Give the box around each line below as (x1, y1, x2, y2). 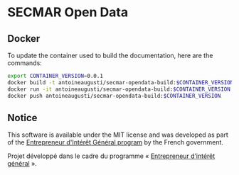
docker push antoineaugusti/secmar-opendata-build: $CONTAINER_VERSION (7, 92, 221, 99)
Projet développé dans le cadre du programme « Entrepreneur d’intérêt (7, 152, 216, 160)
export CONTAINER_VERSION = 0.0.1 (7, 72, 103, 79)
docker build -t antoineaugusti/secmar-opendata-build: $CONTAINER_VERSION (7, 79, 234, 86)
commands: (7, 59, 43, 67)
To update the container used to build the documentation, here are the (7, 51, 213, 60)
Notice (7, 111, 38, 124)
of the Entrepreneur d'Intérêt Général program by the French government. (7, 138, 224, 147)
